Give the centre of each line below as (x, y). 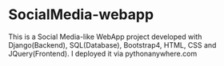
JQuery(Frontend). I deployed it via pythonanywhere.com (103, 53)
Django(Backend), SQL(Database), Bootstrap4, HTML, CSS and (112, 45)
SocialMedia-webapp (81, 15)
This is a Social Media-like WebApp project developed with (105, 37)
